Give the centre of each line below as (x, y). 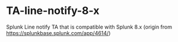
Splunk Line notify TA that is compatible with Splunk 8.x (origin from (89, 27)
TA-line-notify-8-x (53, 11)
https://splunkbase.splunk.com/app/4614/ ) (58, 33)
